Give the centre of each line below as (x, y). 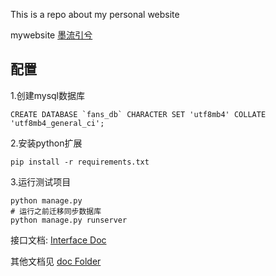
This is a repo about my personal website (95, 14)
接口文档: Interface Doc (58, 240)
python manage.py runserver (69, 220)
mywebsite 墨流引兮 (51, 35)
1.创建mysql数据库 (48, 95)
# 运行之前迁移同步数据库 (56, 211)
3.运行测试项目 (41, 181)
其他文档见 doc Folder (56, 261)
